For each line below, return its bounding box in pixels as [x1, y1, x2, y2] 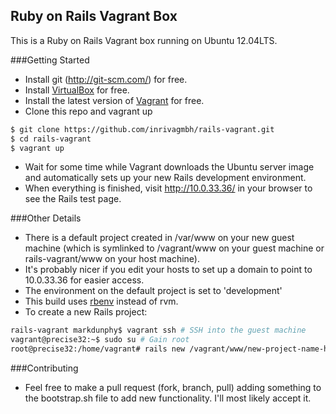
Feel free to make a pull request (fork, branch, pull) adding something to [24, 382, 322, 394]
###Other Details [10, 212, 82, 224]
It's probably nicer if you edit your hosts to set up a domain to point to [24, 264, 313, 276]
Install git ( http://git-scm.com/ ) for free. [24, 73, 188, 85]
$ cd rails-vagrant [10, 134, 92, 144]
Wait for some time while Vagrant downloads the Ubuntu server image [24, 161, 315, 173]
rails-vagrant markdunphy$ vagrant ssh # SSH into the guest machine [10, 325, 307, 336]
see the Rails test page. [24, 193, 122, 205]
